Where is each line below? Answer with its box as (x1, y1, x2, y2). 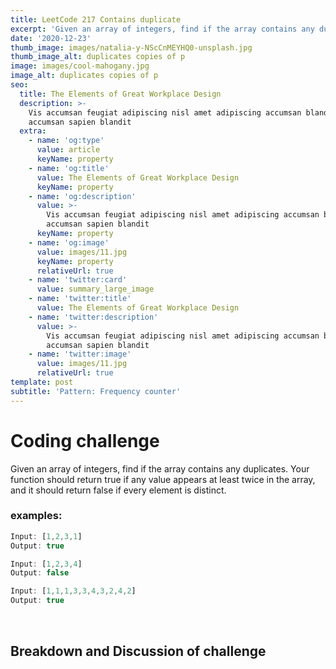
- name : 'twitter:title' (28, 294, 132, 304)
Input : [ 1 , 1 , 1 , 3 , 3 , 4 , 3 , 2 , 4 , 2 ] (10, 586, 137, 596)
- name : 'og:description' (28, 191, 137, 201)
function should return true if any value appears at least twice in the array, (10, 473, 316, 485)
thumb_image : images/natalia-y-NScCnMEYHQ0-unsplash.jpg (10, 42, 253, 53)
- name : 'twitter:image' (28, 349, 132, 360)
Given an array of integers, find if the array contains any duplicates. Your (10, 462, 310, 475)
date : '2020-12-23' (10, 33, 92, 43)
